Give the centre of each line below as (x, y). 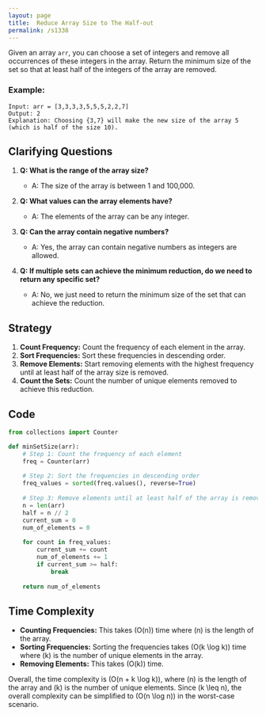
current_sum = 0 (49, 520)
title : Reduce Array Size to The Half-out (81, 23)
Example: (27, 90)
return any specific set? (60, 280)
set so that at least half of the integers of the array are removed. (113, 70)
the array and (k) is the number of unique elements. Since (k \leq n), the (125, 688)
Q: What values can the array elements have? (96, 201)
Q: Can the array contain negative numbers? (94, 232)
